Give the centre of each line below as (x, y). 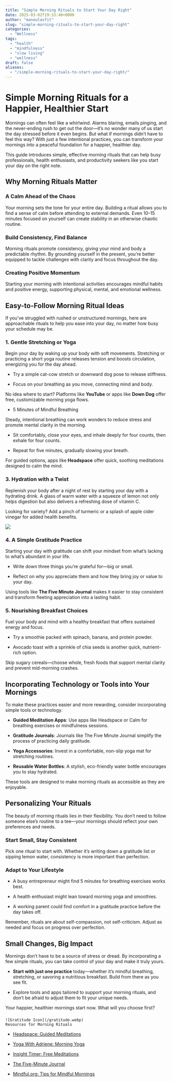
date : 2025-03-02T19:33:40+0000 (40, 15)
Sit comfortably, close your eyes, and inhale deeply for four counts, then (89, 435)
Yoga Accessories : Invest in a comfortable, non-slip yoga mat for (82, 751)
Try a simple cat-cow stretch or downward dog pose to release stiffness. (90, 374)
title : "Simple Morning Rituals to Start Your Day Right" (69, 10)
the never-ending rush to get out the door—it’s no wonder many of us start (84, 128)
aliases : (15, 67)
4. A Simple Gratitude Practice (44, 539)
